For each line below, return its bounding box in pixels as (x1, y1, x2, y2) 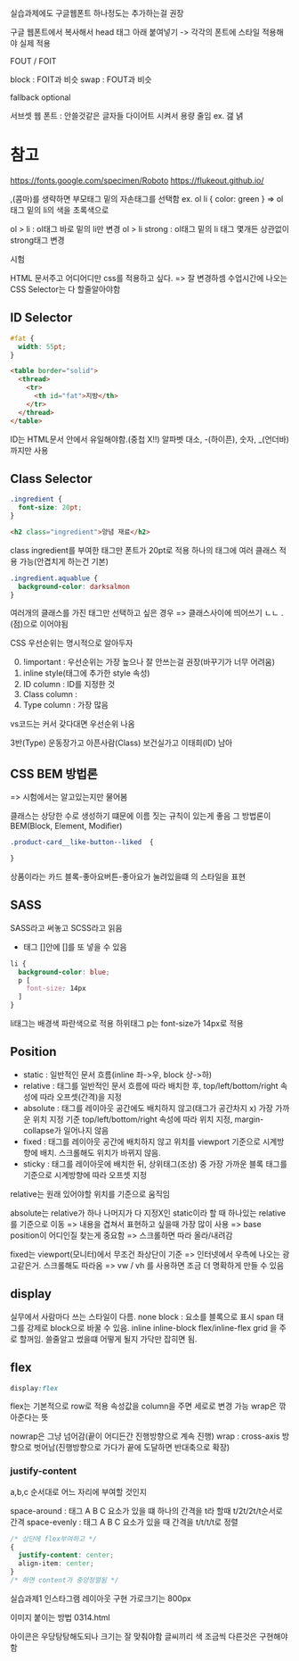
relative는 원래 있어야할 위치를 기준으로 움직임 (10, 1188, 170, 1199)
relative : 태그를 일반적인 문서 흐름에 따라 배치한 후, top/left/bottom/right (22, 1080, 279, 1091)
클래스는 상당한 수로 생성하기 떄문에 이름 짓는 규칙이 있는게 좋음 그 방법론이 (10, 810, 271, 821)
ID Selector (10, 311, 73, 326)
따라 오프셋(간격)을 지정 (39, 1092, 123, 1102)
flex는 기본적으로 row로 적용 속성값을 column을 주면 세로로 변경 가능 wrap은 (10, 1400, 277, 1412)
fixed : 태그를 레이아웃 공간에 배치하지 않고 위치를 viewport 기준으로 (22, 1136, 261, 1147)
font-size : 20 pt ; (18, 503, 83, 512)
